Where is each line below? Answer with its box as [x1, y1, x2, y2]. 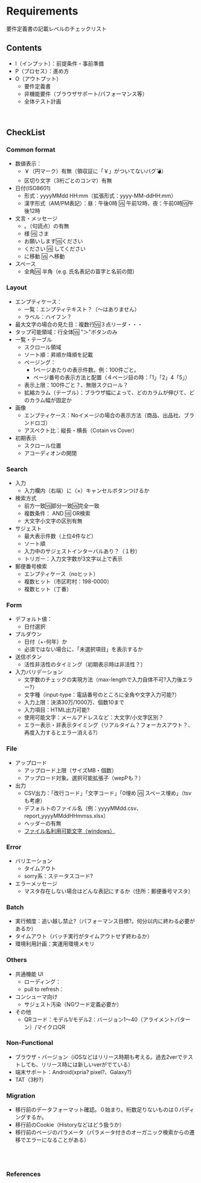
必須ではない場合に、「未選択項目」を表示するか [24, 646, 144, 653]
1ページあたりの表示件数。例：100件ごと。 [33, 366, 140, 373]
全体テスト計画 [24, 98, 62, 105]
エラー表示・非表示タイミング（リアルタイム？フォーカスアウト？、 [24, 721, 194, 729]
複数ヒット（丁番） [24, 586, 72, 593]
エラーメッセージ [14, 880, 57, 887]
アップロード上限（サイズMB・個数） [24, 766, 117, 774]
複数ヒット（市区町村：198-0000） [24, 578, 113, 585]
